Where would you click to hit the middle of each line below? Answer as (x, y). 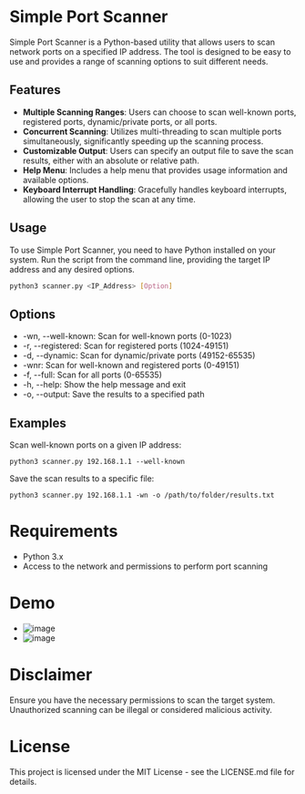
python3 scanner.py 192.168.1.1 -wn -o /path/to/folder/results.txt (142, 495)
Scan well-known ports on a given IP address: (96, 445)
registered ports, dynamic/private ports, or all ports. (120, 121)
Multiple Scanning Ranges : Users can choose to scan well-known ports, (159, 112)
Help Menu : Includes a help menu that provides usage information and (155, 170)
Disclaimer (51, 675)
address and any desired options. (72, 269)
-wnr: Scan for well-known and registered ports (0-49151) (131, 366)
